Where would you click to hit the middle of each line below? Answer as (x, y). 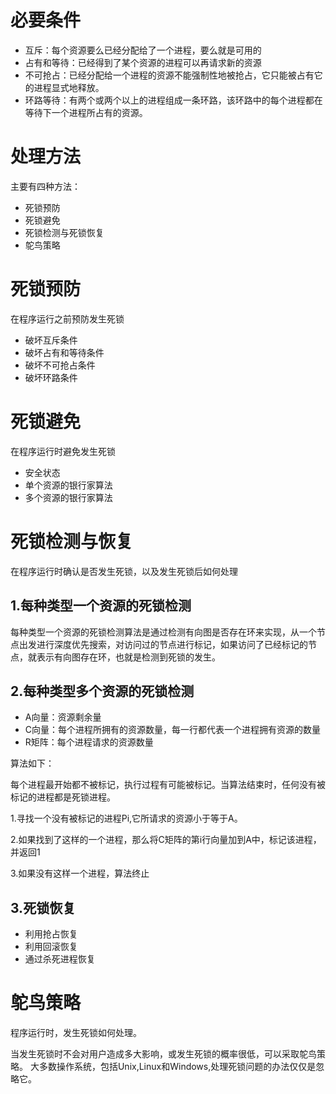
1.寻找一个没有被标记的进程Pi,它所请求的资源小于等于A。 (126, 818)
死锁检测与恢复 (72, 541)
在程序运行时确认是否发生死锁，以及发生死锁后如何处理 (124, 571)
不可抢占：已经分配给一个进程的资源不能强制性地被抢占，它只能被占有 (169, 75)
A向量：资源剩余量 (63, 717)
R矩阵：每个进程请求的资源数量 (89, 742)
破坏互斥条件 (51, 340)
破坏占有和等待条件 (64, 352)
